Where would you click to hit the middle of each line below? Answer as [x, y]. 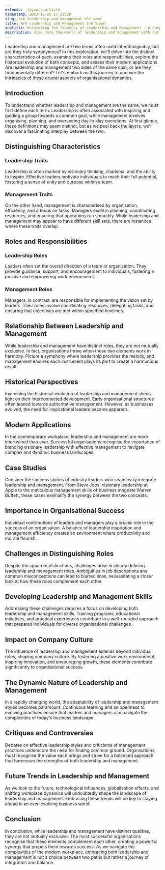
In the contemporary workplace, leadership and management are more [77, 437]
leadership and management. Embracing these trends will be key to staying [81, 798]
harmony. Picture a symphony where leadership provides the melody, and [80, 356]
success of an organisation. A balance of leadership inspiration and [73, 528]
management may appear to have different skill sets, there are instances [78, 221]
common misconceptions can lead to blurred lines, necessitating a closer [79, 576]
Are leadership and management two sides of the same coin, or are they [78, 67]
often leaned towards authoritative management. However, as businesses [79, 404]
